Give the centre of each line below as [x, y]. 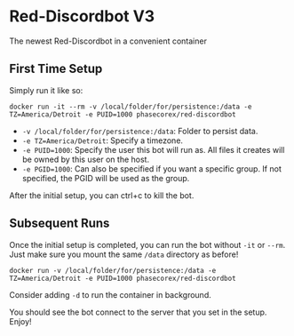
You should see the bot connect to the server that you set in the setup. [138, 312]
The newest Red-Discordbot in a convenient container [108, 41]
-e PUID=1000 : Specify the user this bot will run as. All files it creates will [153, 149]
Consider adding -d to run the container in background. [110, 294]
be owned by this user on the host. [85, 159]
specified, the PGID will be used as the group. [106, 178]
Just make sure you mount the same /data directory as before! [124, 254]
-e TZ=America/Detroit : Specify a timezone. [103, 140]
